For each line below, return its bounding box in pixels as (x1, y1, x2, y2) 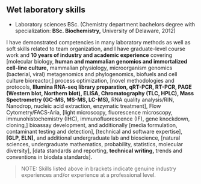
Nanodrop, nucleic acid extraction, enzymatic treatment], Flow (6, 102, 161, 110)
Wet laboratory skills (6, 5, 86, 15)
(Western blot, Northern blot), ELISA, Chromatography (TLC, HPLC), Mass (6, 89, 194, 96)
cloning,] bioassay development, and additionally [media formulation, (6, 121, 178, 128)
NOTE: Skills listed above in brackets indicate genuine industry (20, 165, 176, 172)
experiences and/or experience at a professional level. (20, 171, 156, 179)
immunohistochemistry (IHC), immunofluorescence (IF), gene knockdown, (6, 115, 190, 122)
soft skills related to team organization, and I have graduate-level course (6, 45, 185, 52)
